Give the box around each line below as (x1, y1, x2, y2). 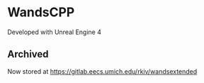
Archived (7, 48, 49, 60)
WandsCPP (7, 4, 75, 21)
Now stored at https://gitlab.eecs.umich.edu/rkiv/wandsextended (7, 67, 198, 75)
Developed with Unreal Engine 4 (7, 28, 101, 36)
